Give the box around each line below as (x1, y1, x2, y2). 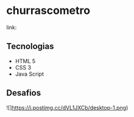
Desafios (6, 88, 41, 98)
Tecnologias (6, 41, 54, 52)
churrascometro (6, 4, 90, 18)
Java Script (15, 70, 44, 78)
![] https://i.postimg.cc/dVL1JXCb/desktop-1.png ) (6, 104, 129, 111)
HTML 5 (15, 57, 36, 64)
